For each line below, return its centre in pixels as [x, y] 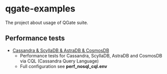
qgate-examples [40, 9]
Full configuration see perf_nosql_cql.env [63, 66]
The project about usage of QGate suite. [47, 22]
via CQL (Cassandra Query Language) [59, 61]
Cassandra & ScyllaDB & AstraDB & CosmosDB [61, 50]
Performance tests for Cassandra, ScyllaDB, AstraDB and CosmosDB [91, 55]
